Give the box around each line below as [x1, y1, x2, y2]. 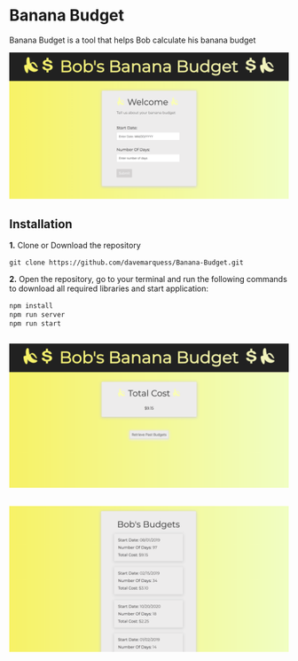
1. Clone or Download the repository [9, 240, 142, 251]
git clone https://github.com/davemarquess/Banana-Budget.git [9, 258, 244, 267]
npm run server [9, 311, 66, 319]
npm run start [9, 319, 62, 328]
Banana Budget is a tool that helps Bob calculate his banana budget [9, 35, 256, 45]
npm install [9, 302, 53, 311]
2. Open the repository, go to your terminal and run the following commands [9, 274, 288, 285]
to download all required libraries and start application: [9, 283, 209, 294]
